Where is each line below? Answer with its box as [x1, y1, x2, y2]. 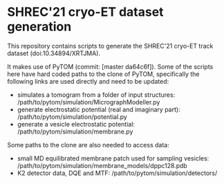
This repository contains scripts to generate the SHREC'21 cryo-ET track [7, 42, 214, 50]
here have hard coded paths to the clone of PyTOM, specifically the [7, 70, 200, 78]
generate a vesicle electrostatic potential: [17, 120, 136, 128]
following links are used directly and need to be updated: [7, 77, 169, 85]
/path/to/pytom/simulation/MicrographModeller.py [17, 98, 160, 106]
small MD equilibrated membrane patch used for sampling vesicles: [17, 154, 209, 163]
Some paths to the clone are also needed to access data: [7, 140, 169, 149]
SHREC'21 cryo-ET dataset [7, 4, 164, 20]
